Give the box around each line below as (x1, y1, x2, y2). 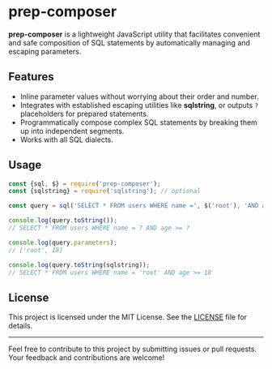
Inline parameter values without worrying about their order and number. (19, 92, 259, 101)
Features (8, 70, 54, 84)
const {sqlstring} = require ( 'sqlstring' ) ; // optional (8, 187, 201, 195)
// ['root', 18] (8, 246, 63, 254)
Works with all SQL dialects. (19, 135, 113, 144)
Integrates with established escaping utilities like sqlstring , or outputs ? (19, 100, 259, 109)
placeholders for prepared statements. (19, 109, 149, 118)
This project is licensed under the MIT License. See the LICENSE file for (8, 312, 248, 322)
